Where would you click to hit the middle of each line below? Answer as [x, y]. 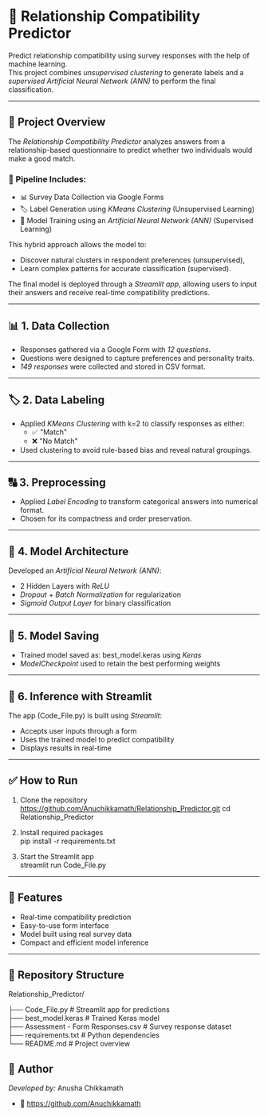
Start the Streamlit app [57, 856]
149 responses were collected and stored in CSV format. [112, 366]
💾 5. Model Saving [54, 636]
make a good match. [42, 158]
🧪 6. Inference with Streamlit [80, 696]
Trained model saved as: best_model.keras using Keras [110, 655]
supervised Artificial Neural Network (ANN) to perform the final [112, 81]
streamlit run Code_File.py [63, 865]
